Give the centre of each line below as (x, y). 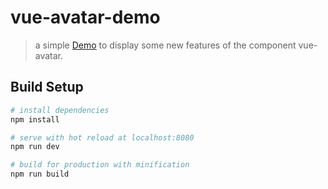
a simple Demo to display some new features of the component (165, 45)
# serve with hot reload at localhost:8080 (102, 137)
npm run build (40, 174)
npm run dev (35, 147)
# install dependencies (60, 110)
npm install (35, 119)
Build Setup (47, 87)
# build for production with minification (100, 165)
